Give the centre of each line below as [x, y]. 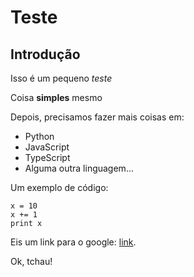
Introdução [45, 54]
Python [39, 136]
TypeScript [47, 157]
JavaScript [47, 147]
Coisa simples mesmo [56, 97]
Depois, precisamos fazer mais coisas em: [97, 117]
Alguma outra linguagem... [79, 168]
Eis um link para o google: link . [73, 242]
